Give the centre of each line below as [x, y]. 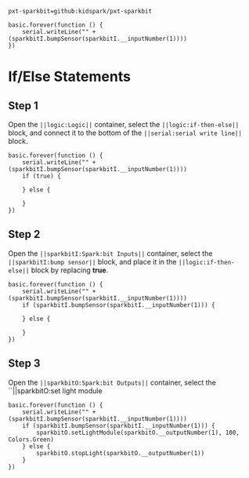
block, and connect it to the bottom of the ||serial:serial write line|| [125, 133]
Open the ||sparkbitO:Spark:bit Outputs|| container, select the [112, 382]
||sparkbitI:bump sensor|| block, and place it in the [93, 261]
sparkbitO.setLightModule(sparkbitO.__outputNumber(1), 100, [138, 432]
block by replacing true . [70, 270]
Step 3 [24, 364]
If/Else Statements [70, 77]
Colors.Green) [31, 440]
